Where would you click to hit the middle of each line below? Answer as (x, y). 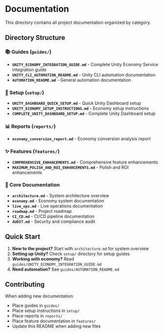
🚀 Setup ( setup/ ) (25, 93)
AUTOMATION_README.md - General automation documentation (72, 80)
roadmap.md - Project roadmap (42, 211)
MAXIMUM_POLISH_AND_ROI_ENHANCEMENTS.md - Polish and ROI (70, 167)
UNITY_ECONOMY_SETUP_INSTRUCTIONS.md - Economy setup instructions (81, 108)
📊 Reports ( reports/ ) (30, 126)
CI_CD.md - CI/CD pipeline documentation (53, 216)
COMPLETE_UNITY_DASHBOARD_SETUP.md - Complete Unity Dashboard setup (84, 113)
